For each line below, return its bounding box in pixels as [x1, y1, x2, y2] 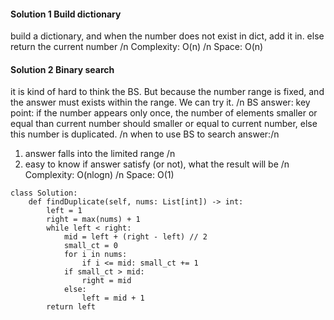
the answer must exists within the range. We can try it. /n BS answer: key [10, 96, 311, 109]
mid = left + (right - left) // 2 [63, 232, 208, 242]
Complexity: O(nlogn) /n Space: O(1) [24, 169, 175, 181]
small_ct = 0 [63, 241, 118, 251]
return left [46, 302, 97, 312]
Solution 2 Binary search [10, 63, 115, 75]
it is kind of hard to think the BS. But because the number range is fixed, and [10, 86, 325, 98]
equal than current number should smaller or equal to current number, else [10, 118, 318, 130]
